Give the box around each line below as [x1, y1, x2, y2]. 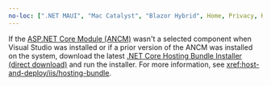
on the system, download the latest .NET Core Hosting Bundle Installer [8, 51, 243, 60]
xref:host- [226, 59, 260, 69]
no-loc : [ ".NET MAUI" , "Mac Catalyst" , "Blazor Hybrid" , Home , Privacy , [8, 11, 258, 20]
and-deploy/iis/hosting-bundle [8, 68, 110, 77]
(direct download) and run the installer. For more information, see [8, 59, 225, 69]
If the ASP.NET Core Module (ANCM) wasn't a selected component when [8, 34, 252, 43]
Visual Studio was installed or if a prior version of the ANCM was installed [8, 42, 253, 52]
